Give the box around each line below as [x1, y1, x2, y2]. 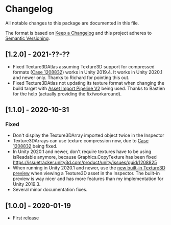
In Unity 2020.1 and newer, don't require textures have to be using [12, 148, 152, 155]
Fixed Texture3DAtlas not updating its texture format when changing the [12, 80, 165, 86]
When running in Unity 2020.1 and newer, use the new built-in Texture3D [12, 165, 166, 171]
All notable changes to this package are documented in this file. [5, 20, 139, 26]
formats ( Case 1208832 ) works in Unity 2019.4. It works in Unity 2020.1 [12, 69, 162, 75]
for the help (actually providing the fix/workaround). [12, 90, 122, 97]
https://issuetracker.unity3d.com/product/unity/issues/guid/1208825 [12, 159, 157, 166]
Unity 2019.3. [12, 181, 41, 187]
